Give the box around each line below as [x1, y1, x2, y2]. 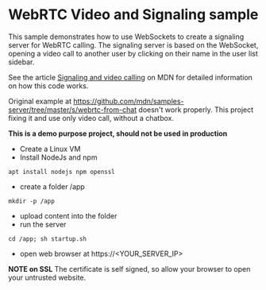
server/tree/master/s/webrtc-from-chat [8, 105, 137, 114]
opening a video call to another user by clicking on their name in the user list [8, 48, 258, 58]
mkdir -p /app [8, 197, 56, 205]
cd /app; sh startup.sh [8, 234, 87, 243]
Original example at [8, 96, 72, 106]
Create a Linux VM [19, 144, 81, 153]
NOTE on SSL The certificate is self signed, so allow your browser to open [8, 264, 251, 273]
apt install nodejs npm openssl [8, 168, 115, 176]
